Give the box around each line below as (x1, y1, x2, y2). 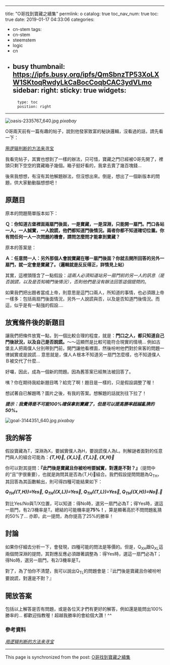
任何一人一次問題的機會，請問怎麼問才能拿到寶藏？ (14, 234, 120, 240)
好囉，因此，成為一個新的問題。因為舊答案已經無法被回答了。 (5, 368, 134, 375)
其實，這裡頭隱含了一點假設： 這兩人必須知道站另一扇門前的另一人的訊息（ (5, 272, 160, 278)
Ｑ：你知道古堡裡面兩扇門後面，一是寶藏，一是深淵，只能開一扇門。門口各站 (5, 221, 164, 227)
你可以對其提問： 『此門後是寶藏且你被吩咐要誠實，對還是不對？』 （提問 (5, 465, 151, 471)
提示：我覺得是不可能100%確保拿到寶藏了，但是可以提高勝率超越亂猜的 (5, 401, 155, 407)
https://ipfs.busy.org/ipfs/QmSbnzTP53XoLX (12, 70, 159, 79)
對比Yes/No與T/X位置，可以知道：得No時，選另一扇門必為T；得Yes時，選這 (5, 500, 163, 506)
